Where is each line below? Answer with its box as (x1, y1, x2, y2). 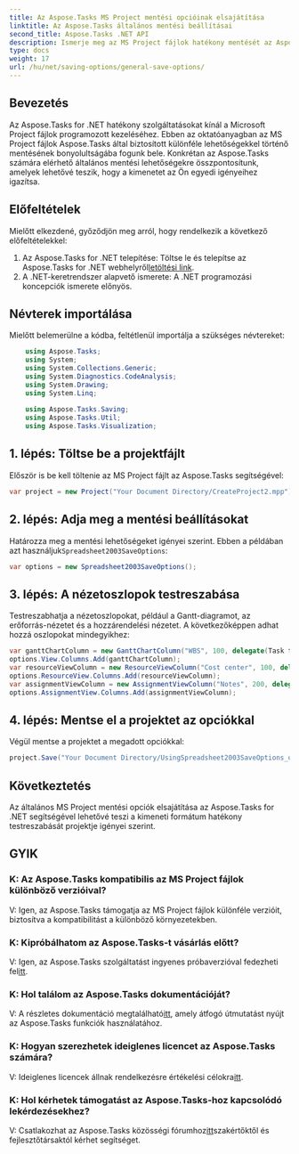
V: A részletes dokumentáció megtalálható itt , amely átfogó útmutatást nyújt (9, 1008, 285, 1020)
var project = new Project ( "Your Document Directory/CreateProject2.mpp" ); (9, 487, 296, 496)
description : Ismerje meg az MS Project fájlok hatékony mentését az (9, 37, 273, 47)
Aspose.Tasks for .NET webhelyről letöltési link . (21, 262, 195, 272)
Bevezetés (9, 95, 69, 111)
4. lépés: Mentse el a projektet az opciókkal (9, 712, 255, 727)
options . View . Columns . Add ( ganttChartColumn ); (9, 655, 181, 664)
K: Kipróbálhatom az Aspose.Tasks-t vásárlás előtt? (9, 936, 239, 948)
